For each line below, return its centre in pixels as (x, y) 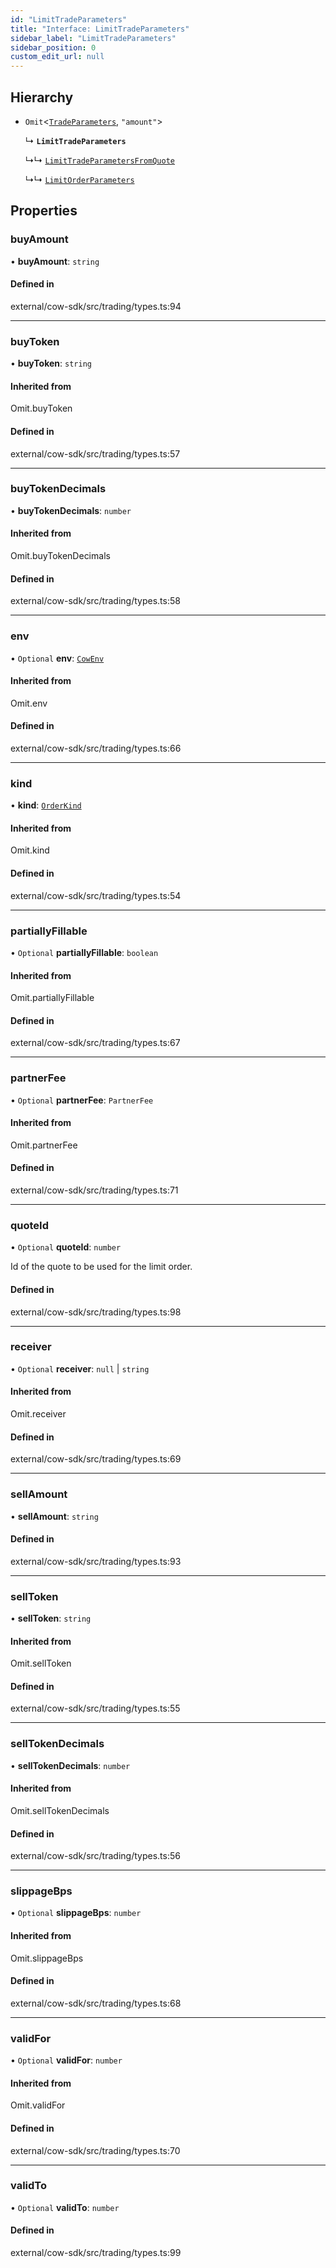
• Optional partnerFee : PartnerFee (82, 1100)
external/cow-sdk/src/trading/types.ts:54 (96, 895)
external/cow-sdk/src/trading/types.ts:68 (96, 2003)
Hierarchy (42, 97)
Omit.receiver (38, 1414)
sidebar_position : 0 (53, 47)
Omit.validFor (38, 2105)
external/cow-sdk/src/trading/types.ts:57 (95, 453)
